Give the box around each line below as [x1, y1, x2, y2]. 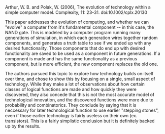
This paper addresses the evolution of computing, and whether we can [5, 19, 149, 25]
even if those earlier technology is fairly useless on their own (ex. [5, 113, 137, 118]
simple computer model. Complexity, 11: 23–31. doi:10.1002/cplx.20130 [5, 9, 148, 15]
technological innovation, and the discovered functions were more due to [5, 97, 154, 103]
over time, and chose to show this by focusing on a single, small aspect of [5, 76, 155, 82]
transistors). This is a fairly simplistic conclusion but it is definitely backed [5, 118, 155, 124]
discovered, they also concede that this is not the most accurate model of [5, 91, 155, 97]
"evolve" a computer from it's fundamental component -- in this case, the [5, 24, 154, 30]
